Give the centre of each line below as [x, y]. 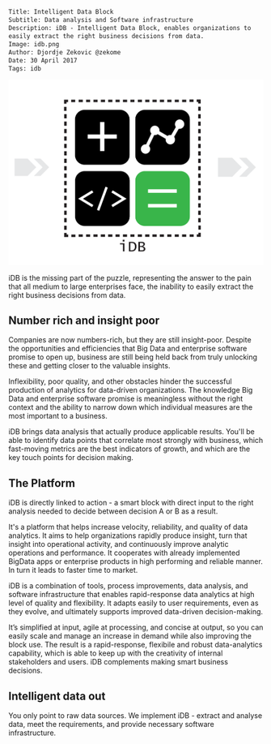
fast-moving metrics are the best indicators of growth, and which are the [129, 449]
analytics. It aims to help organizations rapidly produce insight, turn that [128, 535]
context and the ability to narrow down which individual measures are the [131, 407]
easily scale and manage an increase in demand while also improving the [130, 636]
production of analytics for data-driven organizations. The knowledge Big [131, 390]
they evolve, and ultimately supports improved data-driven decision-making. [136, 612]
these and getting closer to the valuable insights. [89, 366]
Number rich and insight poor [84, 320]
